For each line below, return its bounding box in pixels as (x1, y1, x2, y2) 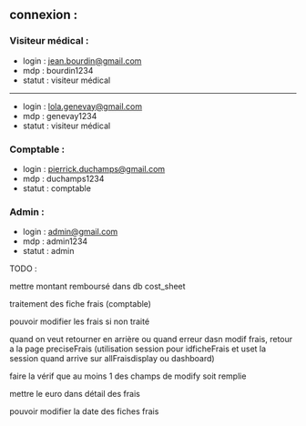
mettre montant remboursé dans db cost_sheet (9, 281, 186, 292)
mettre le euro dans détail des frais (9, 389, 141, 400)
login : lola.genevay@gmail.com (22, 100, 143, 112)
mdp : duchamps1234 (22, 173, 105, 184)
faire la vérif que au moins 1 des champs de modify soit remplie (9, 370, 247, 381)
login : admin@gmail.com (22, 227, 118, 238)
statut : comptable (22, 182, 91, 194)
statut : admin (22, 246, 75, 257)
